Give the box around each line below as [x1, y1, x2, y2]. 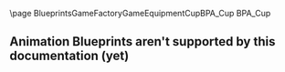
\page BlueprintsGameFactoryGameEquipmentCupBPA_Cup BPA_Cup [9, 8, 271, 18]
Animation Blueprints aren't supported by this [9, 34, 276, 49]
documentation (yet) [9, 48, 130, 64]
